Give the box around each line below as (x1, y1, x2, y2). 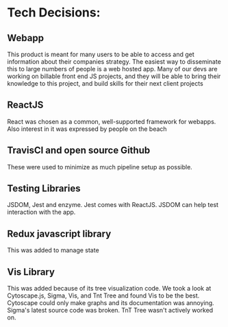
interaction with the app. (7, 208, 76, 217)
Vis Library (7, 266, 55, 278)
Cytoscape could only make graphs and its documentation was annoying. (7, 299, 214, 307)
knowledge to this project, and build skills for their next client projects (7, 80, 203, 87)
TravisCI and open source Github (7, 145, 151, 156)
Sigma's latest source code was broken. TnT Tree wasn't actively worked (7, 306, 214, 315)
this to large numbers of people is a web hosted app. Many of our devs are (7, 65, 218, 73)
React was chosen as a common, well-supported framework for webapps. (7, 117, 216, 125)
